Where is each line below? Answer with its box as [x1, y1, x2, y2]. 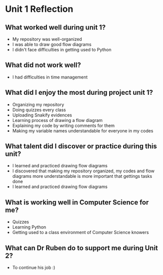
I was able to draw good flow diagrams [12, 41, 92, 47]
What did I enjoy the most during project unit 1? [5, 88, 153, 97]
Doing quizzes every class [12, 107, 66, 113]
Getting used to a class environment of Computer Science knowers [12, 230, 149, 236]
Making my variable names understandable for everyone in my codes [12, 127, 154, 134]
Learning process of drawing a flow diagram [12, 117, 103, 123]
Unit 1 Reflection [5, 3, 74, 15]
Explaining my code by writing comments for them [12, 122, 115, 128]
